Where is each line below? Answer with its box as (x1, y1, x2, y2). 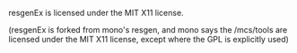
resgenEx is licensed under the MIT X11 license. (8, 8, 185, 18)
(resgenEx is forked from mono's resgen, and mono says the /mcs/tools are (8, 25, 288, 34)
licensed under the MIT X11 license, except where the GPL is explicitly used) (8, 34, 289, 44)
